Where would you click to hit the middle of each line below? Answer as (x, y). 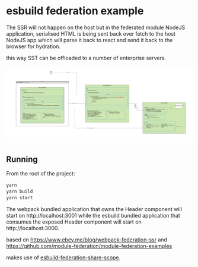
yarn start (20, 197)
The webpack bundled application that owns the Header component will (94, 209)
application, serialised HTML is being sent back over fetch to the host (91, 33)
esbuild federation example (75, 11)
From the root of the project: (41, 173)
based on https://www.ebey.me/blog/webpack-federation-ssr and (87, 240)
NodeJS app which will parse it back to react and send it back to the (90, 40)
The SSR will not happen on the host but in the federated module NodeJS (96, 27)
